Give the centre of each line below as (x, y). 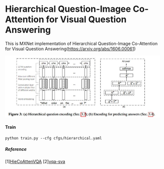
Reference (16, 149)
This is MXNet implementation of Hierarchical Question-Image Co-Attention (82, 43)
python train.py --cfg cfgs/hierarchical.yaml (54, 139)
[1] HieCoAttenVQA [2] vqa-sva (35, 162)
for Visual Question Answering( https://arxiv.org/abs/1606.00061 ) (70, 49)
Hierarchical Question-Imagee (68, 9)
